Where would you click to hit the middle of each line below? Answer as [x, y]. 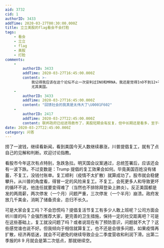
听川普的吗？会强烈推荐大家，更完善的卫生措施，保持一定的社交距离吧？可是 [82, 216]
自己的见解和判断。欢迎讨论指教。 [39, 153]
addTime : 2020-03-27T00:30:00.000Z [41, 23]
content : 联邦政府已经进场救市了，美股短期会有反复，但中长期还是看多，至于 [91, 123]
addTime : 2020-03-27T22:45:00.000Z [59, 118]
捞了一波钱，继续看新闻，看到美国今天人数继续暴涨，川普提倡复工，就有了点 [82, 146]
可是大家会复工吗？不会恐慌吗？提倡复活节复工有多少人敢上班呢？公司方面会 [82, 210]
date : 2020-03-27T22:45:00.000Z [38, 127]
